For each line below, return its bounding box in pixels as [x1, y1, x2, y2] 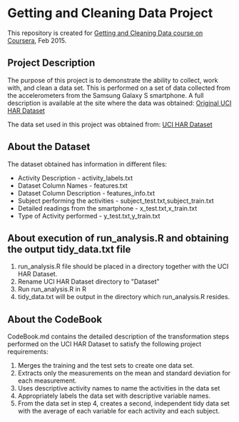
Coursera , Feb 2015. [7, 36, 67, 44]
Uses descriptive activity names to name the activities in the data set [17, 384, 220, 393]
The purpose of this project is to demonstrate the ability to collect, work [7, 76, 218, 84]
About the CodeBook [7, 313, 102, 326]
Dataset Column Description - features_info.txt [17, 189, 156, 197]
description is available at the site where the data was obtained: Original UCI [7, 99, 232, 107]
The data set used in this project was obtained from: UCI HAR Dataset [7, 120, 213, 129]
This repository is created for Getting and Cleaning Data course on [7, 29, 203, 37]
